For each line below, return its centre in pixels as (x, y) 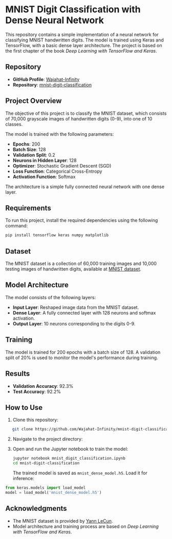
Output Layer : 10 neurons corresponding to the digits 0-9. (74, 323)
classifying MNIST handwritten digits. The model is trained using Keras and (84, 40)
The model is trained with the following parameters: (60, 134)
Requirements (28, 208)
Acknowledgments (36, 509)
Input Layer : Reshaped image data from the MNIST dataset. (76, 307)
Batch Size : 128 (29, 149)
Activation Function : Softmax (44, 177)
